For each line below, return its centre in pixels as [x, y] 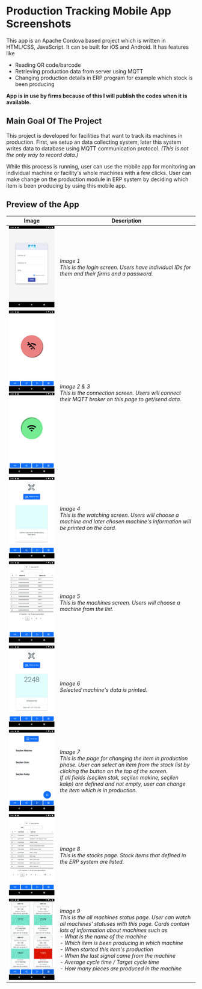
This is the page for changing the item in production [124, 759]
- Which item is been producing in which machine [121, 943]
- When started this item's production [106, 949]
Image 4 [70, 509]
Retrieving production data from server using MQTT [79, 71]
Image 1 [70, 261]
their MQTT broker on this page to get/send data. [121, 399]
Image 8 [70, 849]
